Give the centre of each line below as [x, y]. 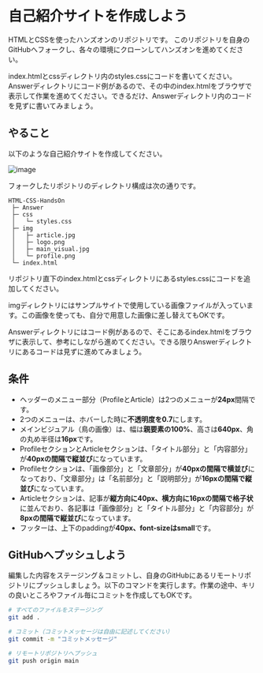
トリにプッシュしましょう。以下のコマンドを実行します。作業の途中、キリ [135, 585]
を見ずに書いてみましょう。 [53, 105]
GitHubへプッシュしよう [67, 555]
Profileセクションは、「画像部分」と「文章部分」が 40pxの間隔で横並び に [137, 468]
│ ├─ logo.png [38, 242]
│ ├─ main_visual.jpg [50, 249]
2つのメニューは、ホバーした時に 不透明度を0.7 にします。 [113, 419]
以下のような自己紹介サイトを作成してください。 [87, 153]
